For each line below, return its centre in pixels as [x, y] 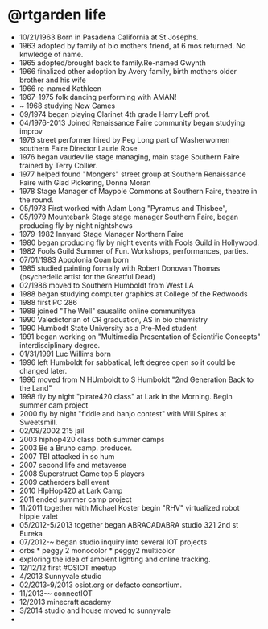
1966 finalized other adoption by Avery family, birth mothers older [128, 71]
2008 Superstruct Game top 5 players [82, 474]
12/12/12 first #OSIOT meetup [68, 567]
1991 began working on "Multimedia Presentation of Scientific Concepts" [140, 337]
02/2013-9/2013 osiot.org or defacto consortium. [101, 585]
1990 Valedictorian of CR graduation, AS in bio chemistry [113, 319]
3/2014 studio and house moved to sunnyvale [95, 610]
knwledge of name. [51, 54]
